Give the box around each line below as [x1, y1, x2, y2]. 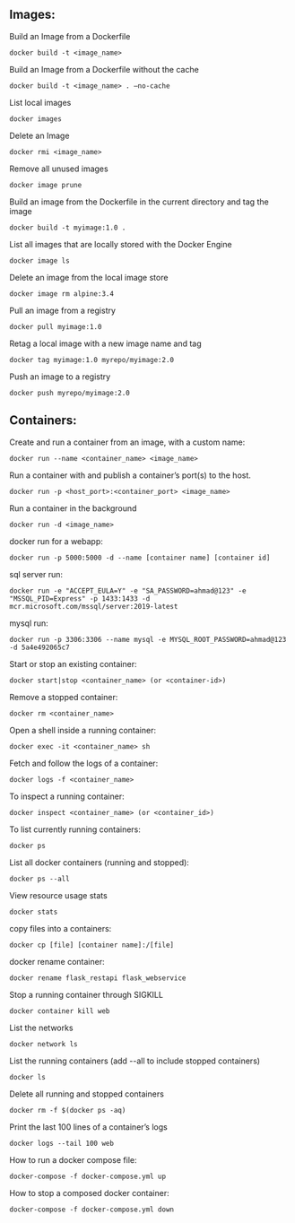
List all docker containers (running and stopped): [9, 856, 190, 868]
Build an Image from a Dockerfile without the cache [9, 64, 199, 74]
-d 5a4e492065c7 [9, 643, 70, 652]
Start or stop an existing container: [9, 658, 137, 669]
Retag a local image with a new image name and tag [9, 338, 202, 349]
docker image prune [9, 180, 82, 189]
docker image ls [9, 256, 70, 265]
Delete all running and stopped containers [9, 1089, 164, 1099]
